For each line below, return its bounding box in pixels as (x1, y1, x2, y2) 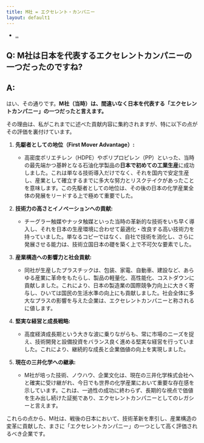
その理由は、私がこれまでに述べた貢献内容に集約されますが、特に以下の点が (6, 120, 198, 128)
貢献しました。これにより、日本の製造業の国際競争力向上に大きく (24, 281, 189, 289)
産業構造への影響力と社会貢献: (15, 253, 92, 260)
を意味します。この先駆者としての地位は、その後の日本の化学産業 (24, 184, 189, 192)
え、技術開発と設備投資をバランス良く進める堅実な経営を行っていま (24, 338, 194, 345)
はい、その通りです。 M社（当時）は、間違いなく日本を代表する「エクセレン (6, 100, 197, 107)
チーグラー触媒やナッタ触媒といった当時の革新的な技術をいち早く (24, 217, 189, 225)
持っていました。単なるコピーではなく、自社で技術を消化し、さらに (24, 232, 194, 240)
